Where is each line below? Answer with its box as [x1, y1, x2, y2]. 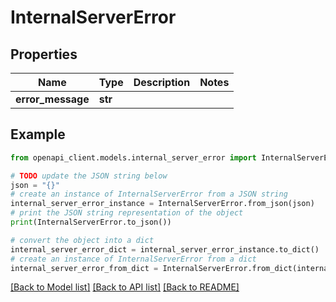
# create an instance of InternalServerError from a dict [10, 254, 257, 264]
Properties [10, 46, 78, 63]
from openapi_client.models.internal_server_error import [10, 152, 257, 163]
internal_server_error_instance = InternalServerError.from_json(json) [10, 199, 315, 209]
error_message [15, 92, 90, 106]
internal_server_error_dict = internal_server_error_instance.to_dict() [10, 244, 320, 255]
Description [133, 76, 191, 89]
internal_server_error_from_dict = [10, 263, 159, 273]
